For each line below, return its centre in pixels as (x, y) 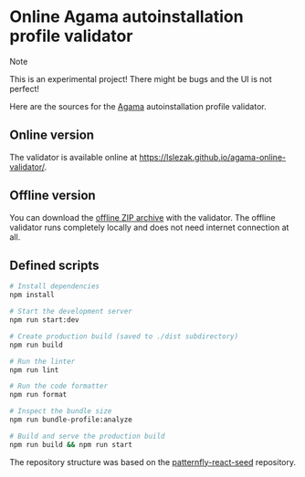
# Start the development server (71, 312)
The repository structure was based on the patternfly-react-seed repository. (153, 461)
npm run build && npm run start (71, 444)
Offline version (53, 196)
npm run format (38, 395)
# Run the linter (42, 361)
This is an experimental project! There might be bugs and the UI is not (141, 78)
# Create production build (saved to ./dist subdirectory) (124, 336)
